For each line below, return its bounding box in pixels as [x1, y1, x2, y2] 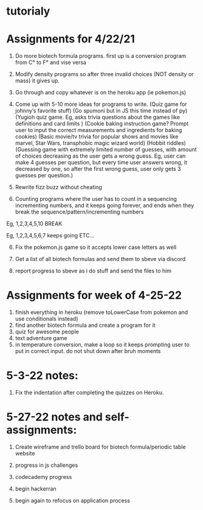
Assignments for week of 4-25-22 [6, 288, 182, 302]
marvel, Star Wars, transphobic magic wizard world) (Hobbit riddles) [15, 139, 187, 147]
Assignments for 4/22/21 [6, 32, 136, 46]
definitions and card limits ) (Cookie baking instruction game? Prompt [15, 120, 189, 127]
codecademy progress [15, 473, 72, 480]
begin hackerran [15, 485, 57, 492]
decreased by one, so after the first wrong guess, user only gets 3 [15, 166, 181, 173]
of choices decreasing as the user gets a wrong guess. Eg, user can [15, 152, 186, 159]
